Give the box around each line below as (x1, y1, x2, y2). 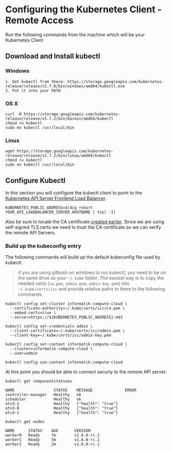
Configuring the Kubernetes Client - (5, 4, 162, 15)
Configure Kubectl (5, 176, 66, 185)
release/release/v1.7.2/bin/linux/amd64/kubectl (5, 153, 111, 158)
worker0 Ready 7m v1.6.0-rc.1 (5, 433, 100, 438)
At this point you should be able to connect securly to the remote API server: (5, 369, 167, 375)
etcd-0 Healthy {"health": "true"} (5, 406, 118, 411)
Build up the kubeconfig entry (5, 242, 81, 249)
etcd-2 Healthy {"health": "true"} (5, 401, 118, 407)
